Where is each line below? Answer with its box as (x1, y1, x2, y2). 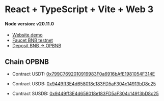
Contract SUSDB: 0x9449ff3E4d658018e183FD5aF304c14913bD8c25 (12, 90, 159, 97)
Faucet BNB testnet (12, 37, 53, 44)
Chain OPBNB (5, 57, 49, 66)
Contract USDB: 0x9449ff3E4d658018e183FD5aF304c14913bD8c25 (12, 81, 156, 87)
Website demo (12, 32, 43, 38)
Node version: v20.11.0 (5, 20, 54, 26)
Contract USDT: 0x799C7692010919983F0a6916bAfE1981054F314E (12, 71, 155, 77)
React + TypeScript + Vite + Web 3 (5, 4, 154, 15)
